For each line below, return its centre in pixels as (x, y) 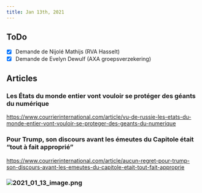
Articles (22, 78)
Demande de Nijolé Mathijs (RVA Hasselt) (68, 52)
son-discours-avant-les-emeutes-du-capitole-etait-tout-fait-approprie (95, 167)
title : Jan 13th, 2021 (35, 12)
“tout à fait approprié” (40, 147)
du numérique (28, 103)
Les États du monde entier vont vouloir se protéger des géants (101, 96)
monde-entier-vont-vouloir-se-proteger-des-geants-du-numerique (91, 124)
